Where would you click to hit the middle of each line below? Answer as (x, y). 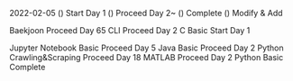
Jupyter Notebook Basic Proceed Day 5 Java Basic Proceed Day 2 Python (146, 48)
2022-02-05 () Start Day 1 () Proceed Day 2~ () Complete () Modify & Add (146, 13)
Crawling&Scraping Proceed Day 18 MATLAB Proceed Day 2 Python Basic (146, 57)
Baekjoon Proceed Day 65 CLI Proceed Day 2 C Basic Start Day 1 (130, 30)
